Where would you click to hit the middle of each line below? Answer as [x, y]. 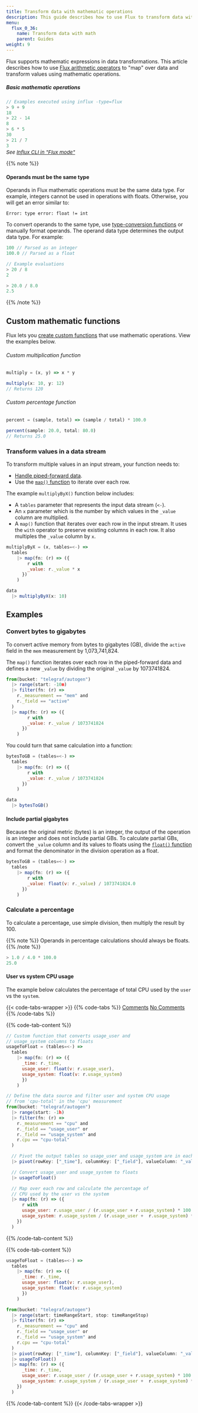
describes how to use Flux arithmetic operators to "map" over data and [92, 67]
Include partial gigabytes [37, 819]
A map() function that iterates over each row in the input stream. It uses [101, 524]
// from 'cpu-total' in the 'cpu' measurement [64, 1101]
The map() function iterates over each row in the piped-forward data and [94, 662]
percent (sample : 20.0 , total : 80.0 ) [51, 430]
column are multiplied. [42, 517]
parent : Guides [35, 39]
